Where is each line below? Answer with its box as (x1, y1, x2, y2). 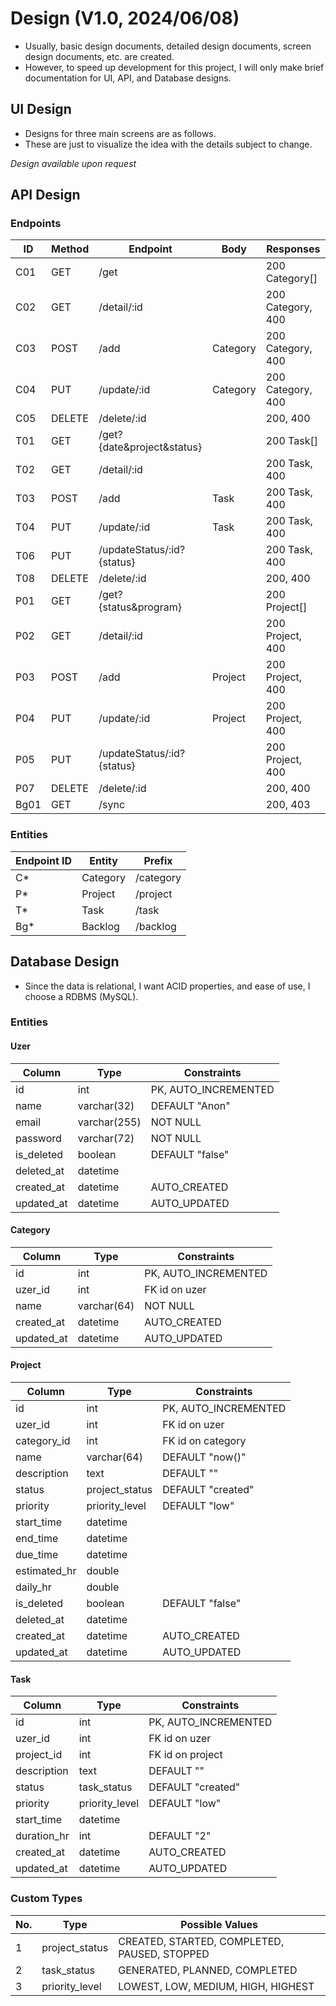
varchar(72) (77, 1131, 135, 1145)
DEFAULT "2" (148, 1829, 212, 1843)
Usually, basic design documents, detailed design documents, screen (24, 40, 312, 52)
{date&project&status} (98, 440, 203, 454)
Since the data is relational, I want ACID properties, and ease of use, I (24, 980, 311, 992)
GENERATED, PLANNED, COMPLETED (118, 1963, 298, 1977)
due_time (15, 1548, 59, 1562)
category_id (15, 1434, 71, 1448)
